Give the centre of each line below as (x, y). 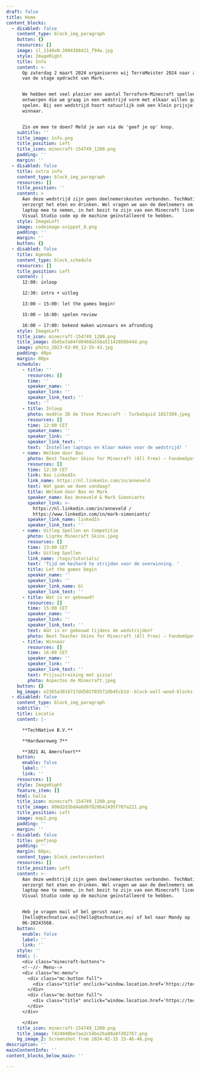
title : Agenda (34, 254)
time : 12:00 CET (48, 425)
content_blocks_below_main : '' (45, 1056)
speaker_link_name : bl (56, 586)
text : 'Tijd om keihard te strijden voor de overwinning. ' (104, 564)
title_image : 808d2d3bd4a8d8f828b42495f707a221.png (82, 807)
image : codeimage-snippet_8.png (57, 227)
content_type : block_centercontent (61, 857)
